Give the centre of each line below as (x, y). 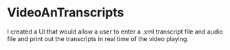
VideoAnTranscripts (66, 13)
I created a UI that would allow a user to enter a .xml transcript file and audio (115, 32)
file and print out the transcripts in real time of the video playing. (98, 38)
